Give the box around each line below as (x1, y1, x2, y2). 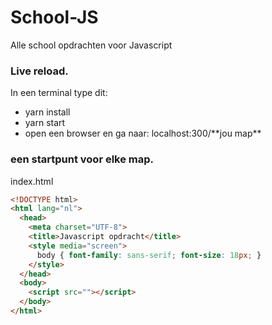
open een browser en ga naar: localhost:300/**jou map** (24, 127, 262, 140)
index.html (10, 175, 54, 187)
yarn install (24, 106, 71, 118)
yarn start (24, 117, 66, 129)
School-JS (10, 6, 99, 29)
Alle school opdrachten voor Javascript (10, 39, 173, 51)
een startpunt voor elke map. (10, 152, 155, 166)
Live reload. (10, 64, 69, 78)
